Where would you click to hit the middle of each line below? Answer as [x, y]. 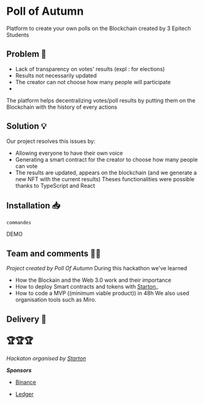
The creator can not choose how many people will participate [93, 82]
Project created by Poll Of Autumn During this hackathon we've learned [97, 268]
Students [18, 34]
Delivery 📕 [27, 319]
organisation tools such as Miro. [56, 300]
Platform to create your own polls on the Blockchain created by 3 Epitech [99, 28]
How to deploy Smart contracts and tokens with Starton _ [87, 287]
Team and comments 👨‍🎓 [54, 253]
